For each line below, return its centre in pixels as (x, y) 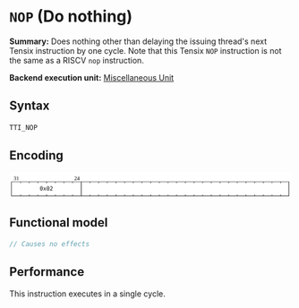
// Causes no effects (50, 244)
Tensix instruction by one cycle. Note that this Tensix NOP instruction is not (145, 50)
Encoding (37, 155)
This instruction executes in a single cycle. (87, 294)
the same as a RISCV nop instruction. (77, 60)
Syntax (30, 106)
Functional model (59, 222)
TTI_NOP (24, 127)
